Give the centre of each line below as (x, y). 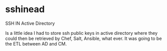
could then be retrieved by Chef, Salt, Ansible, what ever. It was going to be (84, 38)
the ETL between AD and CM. (36, 43)
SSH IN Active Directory (30, 23)
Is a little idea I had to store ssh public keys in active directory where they (81, 33)
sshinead (25, 9)
